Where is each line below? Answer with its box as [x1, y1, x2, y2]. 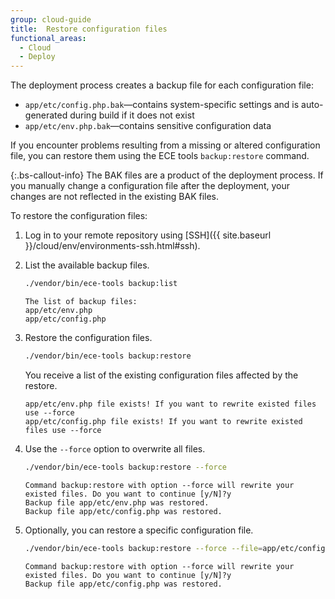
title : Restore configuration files [10, 24, 168, 34]
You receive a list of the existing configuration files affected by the [24, 369, 299, 381]
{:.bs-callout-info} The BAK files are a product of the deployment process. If [10, 169, 324, 181]
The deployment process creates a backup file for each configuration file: [10, 79, 314, 91]
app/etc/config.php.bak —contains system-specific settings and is [24, 99, 300, 111]
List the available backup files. [24, 259, 150, 271]
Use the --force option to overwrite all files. [24, 442, 206, 455]
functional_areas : [10, 33, 87, 43]
